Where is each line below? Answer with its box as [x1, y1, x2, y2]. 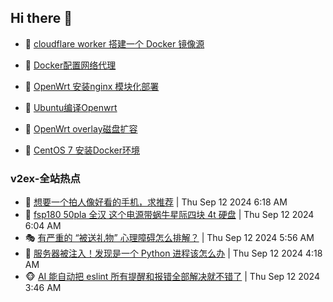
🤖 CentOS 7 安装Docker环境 [24, 144, 140, 156]
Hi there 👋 [10, 10, 73, 27]
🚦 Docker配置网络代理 [24, 59, 117, 71]
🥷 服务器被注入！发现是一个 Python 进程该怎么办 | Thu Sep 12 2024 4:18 [24, 247, 323, 260]
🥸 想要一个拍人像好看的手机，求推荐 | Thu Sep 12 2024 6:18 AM [24, 196, 288, 208]
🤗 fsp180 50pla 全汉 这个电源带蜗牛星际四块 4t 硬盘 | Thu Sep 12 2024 [24, 209, 315, 221]
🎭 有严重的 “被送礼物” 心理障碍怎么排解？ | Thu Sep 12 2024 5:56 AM [24, 232, 315, 244]
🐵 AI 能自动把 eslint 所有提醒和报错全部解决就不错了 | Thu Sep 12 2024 [24, 271, 320, 283]
